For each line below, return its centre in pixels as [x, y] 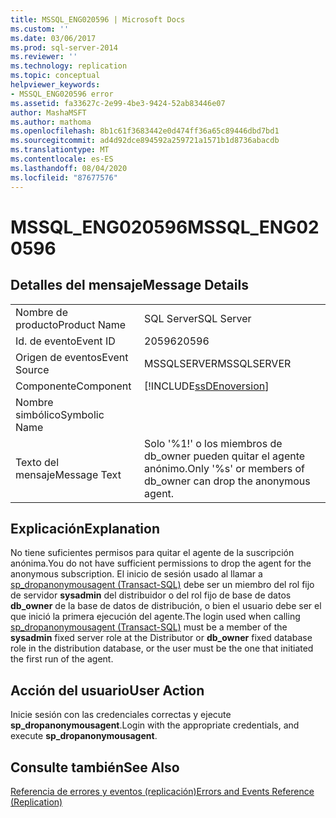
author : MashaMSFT [48, 112]
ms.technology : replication [69, 66]
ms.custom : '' [40, 29]
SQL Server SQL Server [198, 318]
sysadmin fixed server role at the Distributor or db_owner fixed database [161, 638]
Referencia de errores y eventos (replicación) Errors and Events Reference [162, 791]
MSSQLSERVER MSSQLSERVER [218, 363]
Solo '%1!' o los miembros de [213, 443]
